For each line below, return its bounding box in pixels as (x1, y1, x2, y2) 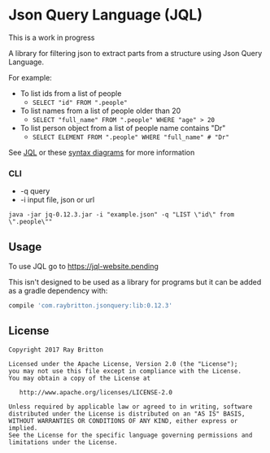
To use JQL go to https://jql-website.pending (8, 262, 159, 272)
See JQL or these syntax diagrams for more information (8, 147, 195, 157)
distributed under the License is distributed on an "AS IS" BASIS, (8, 409, 246, 418)
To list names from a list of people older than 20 (20, 106, 181, 115)
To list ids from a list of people (20, 88, 122, 98)
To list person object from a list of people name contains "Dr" (20, 123, 226, 133)
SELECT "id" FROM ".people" (32, 98, 128, 107)
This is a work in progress (8, 33, 95, 42)
